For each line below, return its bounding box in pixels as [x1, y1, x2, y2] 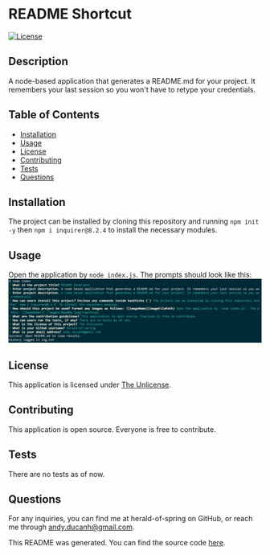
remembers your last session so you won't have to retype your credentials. [8, 84, 256, 94]
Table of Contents [8, 108, 100, 121]
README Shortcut [8, 5, 133, 23]
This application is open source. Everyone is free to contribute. [8, 424, 217, 434]
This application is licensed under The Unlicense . [8, 380, 171, 389]
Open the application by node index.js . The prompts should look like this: [8, 270, 252, 280]
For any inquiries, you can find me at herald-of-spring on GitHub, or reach [8, 514, 253, 524]
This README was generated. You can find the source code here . [8, 538, 226, 548]
